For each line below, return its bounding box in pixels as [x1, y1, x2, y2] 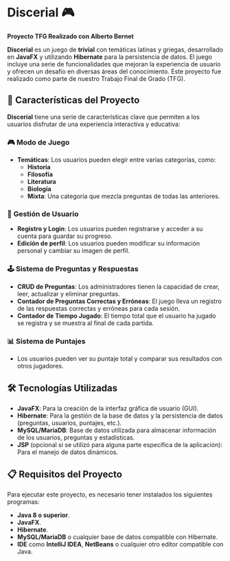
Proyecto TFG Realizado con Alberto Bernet [7, 32, 134, 40]
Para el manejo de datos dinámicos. [16, 448, 119, 456]
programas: [7, 497, 40, 505]
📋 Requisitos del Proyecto [7, 468, 122, 480]
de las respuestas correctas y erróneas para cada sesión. [16, 304, 181, 312]
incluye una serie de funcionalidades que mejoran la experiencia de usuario [7, 60, 221, 68]
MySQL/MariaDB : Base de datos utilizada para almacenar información [16, 426, 216, 434]
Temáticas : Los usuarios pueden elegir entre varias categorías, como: [16, 156, 216, 164]
